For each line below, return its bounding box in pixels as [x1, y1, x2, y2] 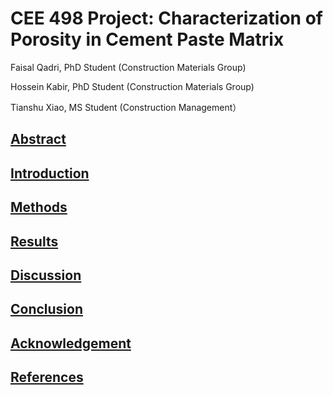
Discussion [10, 267, 82, 284]
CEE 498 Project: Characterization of [10, 7, 323, 30]
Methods [10, 199, 68, 216]
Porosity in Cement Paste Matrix [10, 28, 285, 51]
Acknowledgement [10, 335, 132, 352]
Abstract [10, 131, 67, 148]
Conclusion [10, 301, 84, 318]
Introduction [10, 165, 90, 182]
